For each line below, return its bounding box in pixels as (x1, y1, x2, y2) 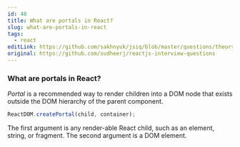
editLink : (7, 43, 37, 50)
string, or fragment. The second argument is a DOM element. (7, 131, 187, 140)
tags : (7, 30, 24, 38)
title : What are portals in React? (7, 17, 114, 24)
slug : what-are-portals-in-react (7, 23, 107, 31)
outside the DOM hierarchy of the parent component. (7, 97, 164, 106)
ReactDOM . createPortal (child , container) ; (7, 111, 136, 118)
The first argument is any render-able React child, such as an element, (7, 124, 215, 132)
